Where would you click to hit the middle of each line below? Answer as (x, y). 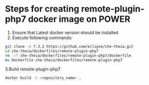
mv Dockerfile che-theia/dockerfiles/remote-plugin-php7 (64, 60)
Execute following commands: (42, 38)
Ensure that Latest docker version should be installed (65, 32)
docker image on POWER (79, 19)
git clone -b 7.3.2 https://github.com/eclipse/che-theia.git (69, 46)
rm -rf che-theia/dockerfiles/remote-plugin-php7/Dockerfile (68, 56)
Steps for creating (42, 9)
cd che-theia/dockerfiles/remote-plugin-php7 (52, 51)
